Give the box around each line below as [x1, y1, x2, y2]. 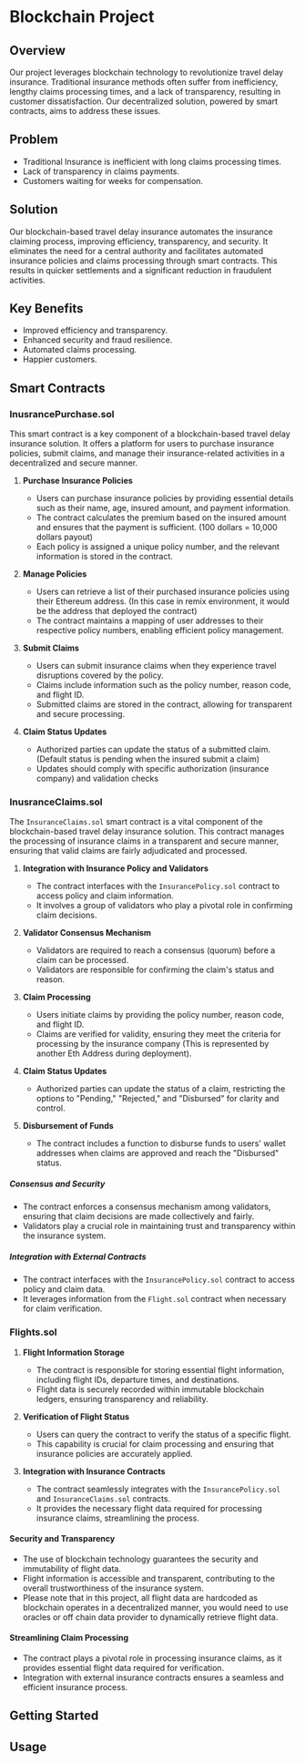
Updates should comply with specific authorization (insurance [36, 764, 269, 774]
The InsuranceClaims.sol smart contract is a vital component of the [9, 816, 263, 827]
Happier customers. [22, 354, 97, 365]
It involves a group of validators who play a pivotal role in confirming [36, 900, 293, 911]
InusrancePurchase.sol [9, 407, 115, 420]
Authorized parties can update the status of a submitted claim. [36, 744, 271, 755]
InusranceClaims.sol [9, 795, 103, 808]
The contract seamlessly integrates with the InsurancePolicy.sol [36, 1483, 280, 1494]
